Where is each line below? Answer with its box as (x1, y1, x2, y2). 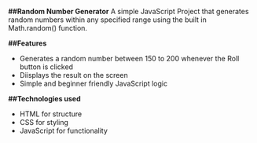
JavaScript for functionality (19, 126, 108, 135)
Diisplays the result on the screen (19, 71, 128, 79)
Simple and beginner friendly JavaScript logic (19, 79, 167, 88)
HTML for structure (19, 109, 83, 119)
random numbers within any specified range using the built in (8, 15, 207, 24)
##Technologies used (8, 94, 81, 103)
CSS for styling (19, 118, 69, 126)
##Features (8, 38, 47, 48)
